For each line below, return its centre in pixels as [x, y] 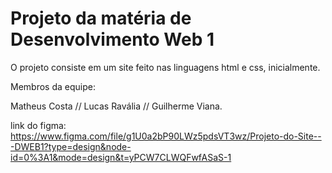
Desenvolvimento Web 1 [112, 39]
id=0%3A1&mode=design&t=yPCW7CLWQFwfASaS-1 [121, 157]
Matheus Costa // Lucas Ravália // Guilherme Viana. [116, 106]
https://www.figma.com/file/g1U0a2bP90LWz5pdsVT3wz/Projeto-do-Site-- [166, 136]
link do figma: [38, 125]
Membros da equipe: [53, 86]
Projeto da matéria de [101, 18]
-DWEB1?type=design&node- [71, 146]
